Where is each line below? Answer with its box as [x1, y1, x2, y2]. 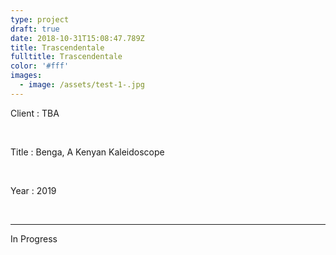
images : [10, 71, 43, 81]
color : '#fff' [10, 61, 70, 71]
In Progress [10, 232, 58, 245]
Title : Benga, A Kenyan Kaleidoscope [10, 146, 165, 158]
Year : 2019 [10, 184, 57, 196]
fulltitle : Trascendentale [10, 52, 123, 62]
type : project [10, 14, 70, 25]
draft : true [10, 24, 60, 34]
